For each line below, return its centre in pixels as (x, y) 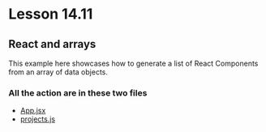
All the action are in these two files (78, 92)
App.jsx (33, 111)
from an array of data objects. (58, 72)
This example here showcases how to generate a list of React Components (133, 63)
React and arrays (52, 44)
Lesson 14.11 (51, 14)
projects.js (37, 119)
